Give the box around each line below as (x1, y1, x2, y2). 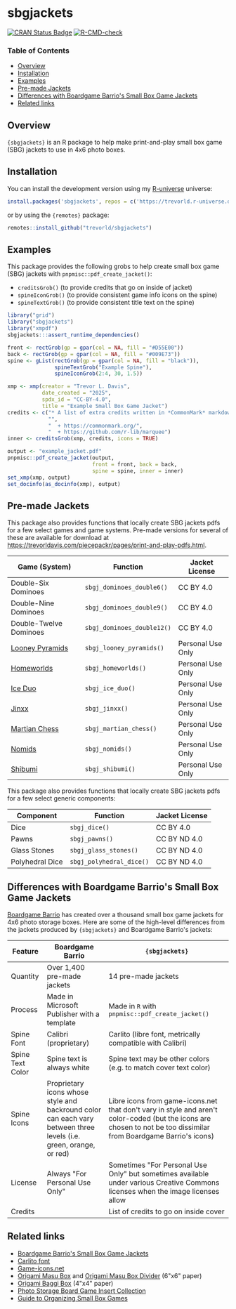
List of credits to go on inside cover (108, 1206, 225, 1216)
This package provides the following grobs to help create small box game (7, 262, 220, 271)
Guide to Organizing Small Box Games (17, 1294, 128, 1302)
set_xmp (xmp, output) (7, 474, 71, 481)
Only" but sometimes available (108, 1169, 209, 1179)
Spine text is (46, 1054, 88, 1064)
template (46, 1018, 76, 1028)
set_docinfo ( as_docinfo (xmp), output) (7, 480, 121, 487)
